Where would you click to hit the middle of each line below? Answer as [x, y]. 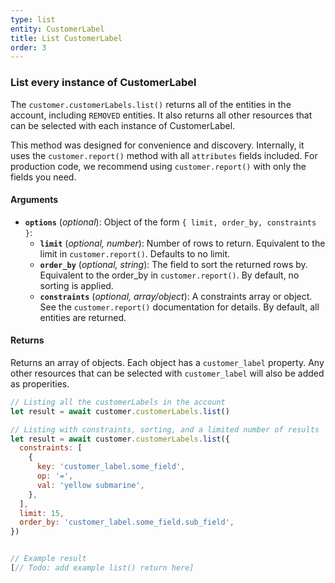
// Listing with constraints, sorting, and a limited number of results [165, 429]
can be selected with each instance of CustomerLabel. [123, 125]
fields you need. [43, 177]
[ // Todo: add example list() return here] [102, 568]
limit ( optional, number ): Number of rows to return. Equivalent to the [182, 243]
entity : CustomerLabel [57, 29]
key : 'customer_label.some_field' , [111, 467]
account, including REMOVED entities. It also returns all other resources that [161, 115]
